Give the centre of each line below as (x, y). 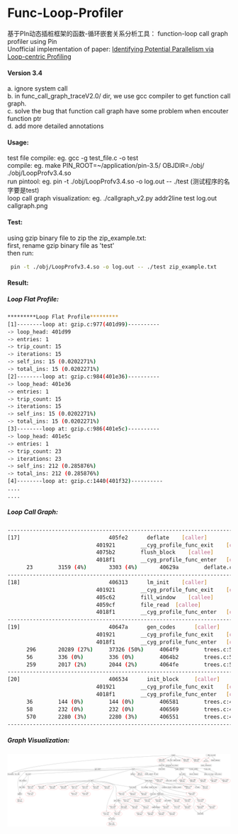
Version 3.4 (25, 73)
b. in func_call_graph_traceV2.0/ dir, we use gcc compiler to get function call (119, 96)
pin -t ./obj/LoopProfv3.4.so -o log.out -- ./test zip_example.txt (114, 267)
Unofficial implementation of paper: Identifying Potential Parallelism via (111, 49)
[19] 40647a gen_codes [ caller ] (114, 627)
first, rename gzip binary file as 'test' (61, 245)
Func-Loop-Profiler (66, 13)
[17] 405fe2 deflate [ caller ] (107, 537)
